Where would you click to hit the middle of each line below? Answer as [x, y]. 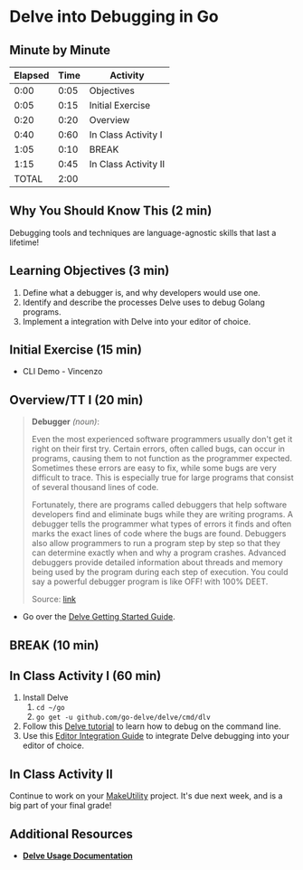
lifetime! [24, 242]
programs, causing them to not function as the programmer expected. [161, 459]
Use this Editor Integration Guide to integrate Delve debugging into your [156, 736]
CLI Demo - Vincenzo [62, 372]
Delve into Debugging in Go [114, 17]
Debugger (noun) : [65, 421]
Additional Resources [71, 834]
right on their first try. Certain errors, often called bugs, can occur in [158, 449]
